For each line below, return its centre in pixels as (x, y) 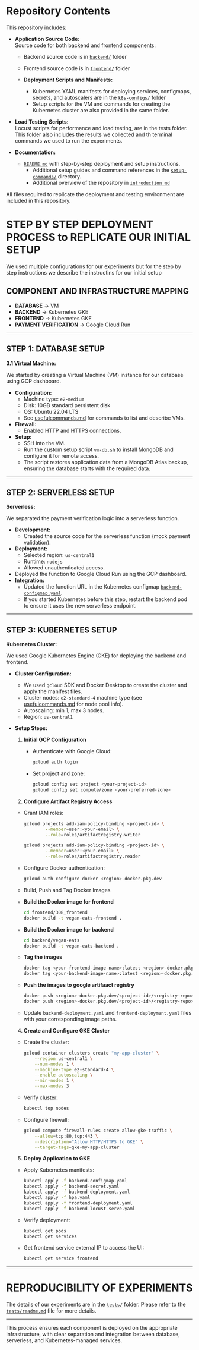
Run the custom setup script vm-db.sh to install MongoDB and (98, 449)
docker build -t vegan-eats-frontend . (73, 918)
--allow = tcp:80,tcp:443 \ (67, 1136)
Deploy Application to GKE (57, 1159)
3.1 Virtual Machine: (31, 363)
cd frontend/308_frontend (55, 912)
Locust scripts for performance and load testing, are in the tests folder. (101, 128)
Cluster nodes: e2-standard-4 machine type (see (83, 698)
